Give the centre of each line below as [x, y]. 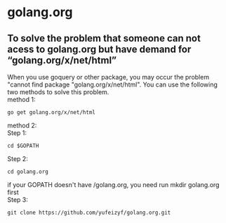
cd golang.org [28, 172]
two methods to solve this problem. [58, 92]
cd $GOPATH [23, 146]
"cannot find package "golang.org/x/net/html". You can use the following [112, 84]
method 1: [21, 100]
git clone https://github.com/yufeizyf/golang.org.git [89, 212]
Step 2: [18, 159]
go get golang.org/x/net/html [52, 113]
